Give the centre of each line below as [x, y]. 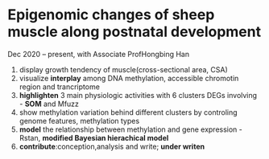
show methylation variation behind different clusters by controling [128, 112]
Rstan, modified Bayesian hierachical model [94, 137]
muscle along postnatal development [134, 32]
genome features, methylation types [79, 120]
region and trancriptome [59, 87]
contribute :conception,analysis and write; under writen [112, 146]
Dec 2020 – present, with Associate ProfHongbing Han [99, 54]
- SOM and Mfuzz [49, 104]
